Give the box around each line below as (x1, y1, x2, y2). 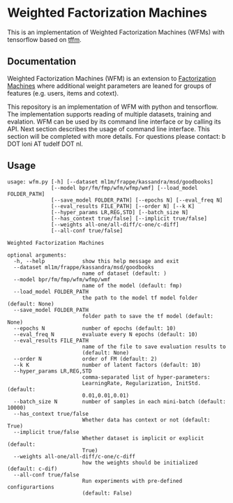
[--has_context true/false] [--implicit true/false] (51, 215, 208, 222)
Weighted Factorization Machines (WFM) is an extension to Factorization (7, 74, 216, 82)
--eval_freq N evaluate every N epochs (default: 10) (13, 331, 198, 338)
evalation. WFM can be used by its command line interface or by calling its (7, 117, 221, 126)
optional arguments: (7, 251, 68, 259)
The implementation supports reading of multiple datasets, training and (7, 110, 211, 118)
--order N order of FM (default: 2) (13, 355, 158, 362)
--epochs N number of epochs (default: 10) (13, 324, 176, 332)
